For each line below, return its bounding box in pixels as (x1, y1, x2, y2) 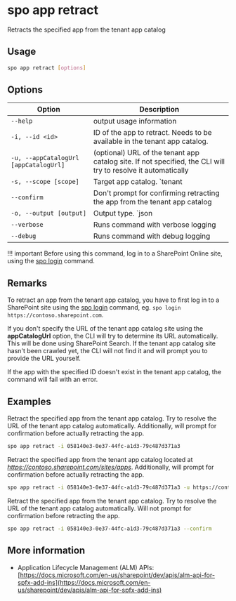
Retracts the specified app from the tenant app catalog (7, 25, 166, 34)
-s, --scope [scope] (11, 178, 79, 186)
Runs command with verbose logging (93, 220, 216, 230)
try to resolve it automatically (93, 166, 189, 176)
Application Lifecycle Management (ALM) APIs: (17, 563, 155, 572)
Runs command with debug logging (93, 231, 211, 241)
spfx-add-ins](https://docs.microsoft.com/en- (17, 578, 151, 586)
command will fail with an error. (7, 375, 98, 384)
